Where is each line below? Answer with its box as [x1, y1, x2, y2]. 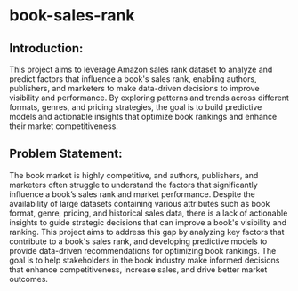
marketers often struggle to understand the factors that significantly [9, 179, 258, 190]
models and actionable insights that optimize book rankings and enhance [9, 112, 278, 122]
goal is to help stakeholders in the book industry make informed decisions [9, 255, 280, 265]
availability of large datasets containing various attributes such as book [9, 198, 270, 208]
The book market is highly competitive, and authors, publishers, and [9, 169, 259, 180]
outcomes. [9, 273, 49, 284]
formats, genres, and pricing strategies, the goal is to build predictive [9, 102, 262, 112]
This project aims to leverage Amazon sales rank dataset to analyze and [9, 64, 273, 75]
